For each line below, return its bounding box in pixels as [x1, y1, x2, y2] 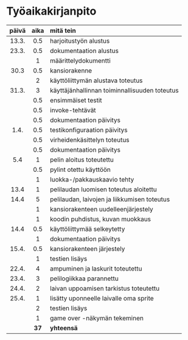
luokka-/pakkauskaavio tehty [49, 175, 134, 183]
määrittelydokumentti [49, 56, 111, 65]
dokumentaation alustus [49, 46, 119, 55]
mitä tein [49, 26, 76, 35]
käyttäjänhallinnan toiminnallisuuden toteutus [49, 86, 179, 94]
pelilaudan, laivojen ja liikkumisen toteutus [49, 195, 170, 204]
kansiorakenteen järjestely [49, 244, 125, 253]
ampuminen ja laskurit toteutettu [49, 264, 142, 272]
